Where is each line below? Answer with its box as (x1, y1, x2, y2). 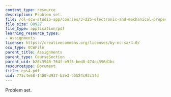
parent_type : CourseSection (5, 54, 65, 60)
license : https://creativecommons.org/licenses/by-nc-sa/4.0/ (5, 40, 140, 45)
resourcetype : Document (5, 64, 56, 69)
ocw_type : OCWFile (5, 45, 44, 50)
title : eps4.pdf (5, 69, 40, 74)
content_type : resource (5, 7, 56, 13)
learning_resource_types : (5, 31, 60, 36)
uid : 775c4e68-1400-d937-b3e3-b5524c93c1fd (5, 73, 99, 78)
